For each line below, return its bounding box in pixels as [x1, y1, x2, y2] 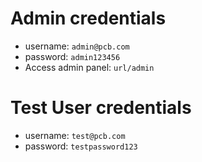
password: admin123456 [24, 50, 121, 62]
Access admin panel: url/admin [24, 61, 155, 73]
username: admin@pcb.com [24, 40, 130, 52]
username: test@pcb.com [24, 129, 126, 141]
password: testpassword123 [24, 140, 138, 152]
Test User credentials [10, 97, 192, 119]
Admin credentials [10, 7, 167, 30]
